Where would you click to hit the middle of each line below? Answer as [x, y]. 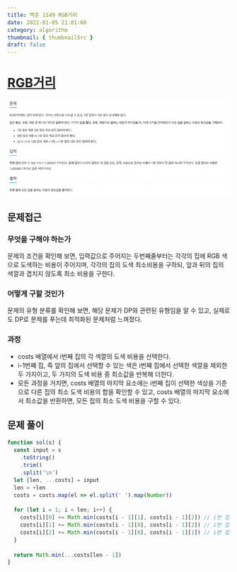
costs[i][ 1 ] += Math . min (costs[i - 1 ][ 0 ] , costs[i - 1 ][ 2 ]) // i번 [121, 525]
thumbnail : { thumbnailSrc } [50, 38]
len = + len [30, 488]
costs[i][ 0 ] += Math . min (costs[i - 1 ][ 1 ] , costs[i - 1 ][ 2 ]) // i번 [121, 517]
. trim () [31, 465]
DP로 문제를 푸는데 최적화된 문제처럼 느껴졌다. [79, 320]
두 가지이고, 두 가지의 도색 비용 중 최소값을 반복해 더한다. [96, 374]
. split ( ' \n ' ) [39, 472]
